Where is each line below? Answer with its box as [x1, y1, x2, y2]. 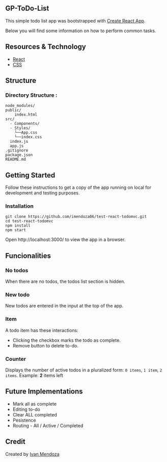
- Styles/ [10, 125, 31, 131]
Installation [5, 203, 34, 210]
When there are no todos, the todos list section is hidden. [5, 278, 126, 284]
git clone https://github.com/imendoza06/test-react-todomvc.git [5, 214, 147, 219]
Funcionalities [5, 251, 51, 260]
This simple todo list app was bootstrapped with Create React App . [5, 17, 146, 24]
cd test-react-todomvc [5, 218, 53, 224]
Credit [5, 437, 25, 446]
